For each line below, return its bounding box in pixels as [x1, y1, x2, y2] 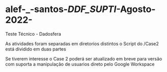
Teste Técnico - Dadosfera [5, 31, 61, 37]
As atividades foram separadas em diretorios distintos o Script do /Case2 [5, 40, 159, 46]
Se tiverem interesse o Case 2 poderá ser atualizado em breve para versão [5, 55, 162, 61]
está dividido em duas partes [5, 46, 66, 52]
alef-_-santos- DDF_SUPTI [5, 4, 117, 15]
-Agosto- [116, 4, 156, 15]
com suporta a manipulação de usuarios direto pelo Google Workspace [5, 61, 155, 67]
